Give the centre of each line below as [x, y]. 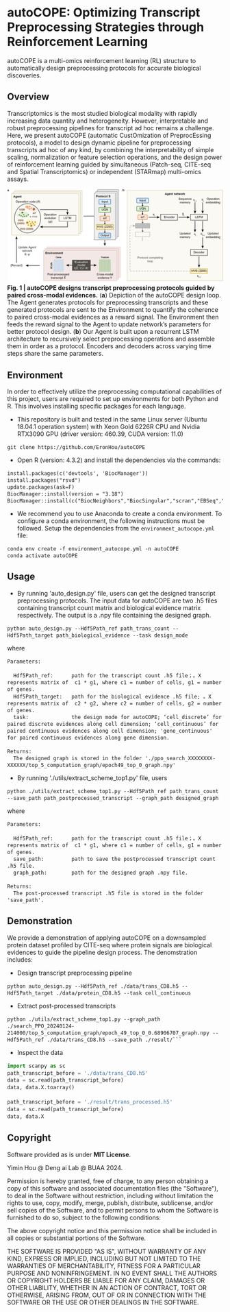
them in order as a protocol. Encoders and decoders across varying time [109, 346]
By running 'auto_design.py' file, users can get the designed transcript [116, 593]
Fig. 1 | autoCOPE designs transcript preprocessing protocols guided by [111, 288]
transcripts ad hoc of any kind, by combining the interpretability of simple [111, 149]
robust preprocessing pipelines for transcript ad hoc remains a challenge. [111, 127]
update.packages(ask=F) [41, 487]
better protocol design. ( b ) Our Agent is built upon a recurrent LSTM [103, 332]
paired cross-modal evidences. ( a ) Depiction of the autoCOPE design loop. [114, 295]
